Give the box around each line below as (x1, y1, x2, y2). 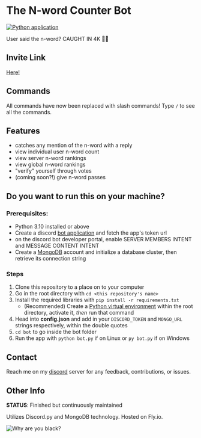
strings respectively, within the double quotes (14, 322, 128, 329)
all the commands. (6, 108, 52, 116)
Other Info (6, 386, 45, 396)
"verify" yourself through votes (14, 167, 92, 174)
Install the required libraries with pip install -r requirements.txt (14, 296, 179, 304)
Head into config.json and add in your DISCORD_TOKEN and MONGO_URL (14, 315, 183, 322)
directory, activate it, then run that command (23, 309, 134, 316)
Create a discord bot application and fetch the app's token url (14, 229, 167, 236)
